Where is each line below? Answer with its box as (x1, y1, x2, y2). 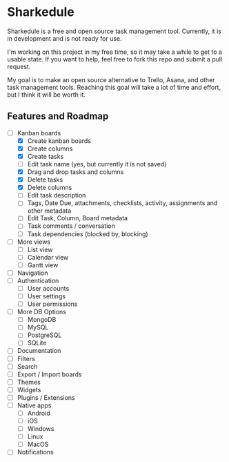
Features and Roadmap (7, 110, 109, 122)
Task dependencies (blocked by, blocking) (27, 229, 148, 238)
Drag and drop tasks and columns (27, 168, 124, 176)
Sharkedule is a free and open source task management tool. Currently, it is (7, 27, 222, 35)
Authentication (17, 276, 59, 285)
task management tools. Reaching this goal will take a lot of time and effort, (7, 83, 221, 91)
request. (7, 62, 31, 70)
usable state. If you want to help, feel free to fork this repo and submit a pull (7, 55, 223, 63)
